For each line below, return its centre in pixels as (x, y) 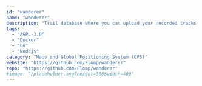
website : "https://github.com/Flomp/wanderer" (66, 62)
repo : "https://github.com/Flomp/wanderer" (62, 68)
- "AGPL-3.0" (28, 35)
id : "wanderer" (25, 12)
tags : (13, 29)
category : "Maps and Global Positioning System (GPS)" (77, 57)
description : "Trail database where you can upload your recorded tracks (102, 23)
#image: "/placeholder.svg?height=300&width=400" (70, 74)
